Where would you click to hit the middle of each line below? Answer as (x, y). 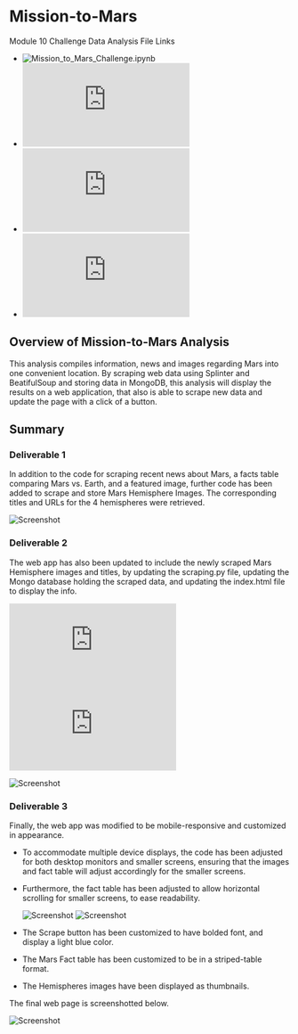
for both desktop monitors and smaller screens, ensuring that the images (156, 862)
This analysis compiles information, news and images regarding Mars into (144, 364)
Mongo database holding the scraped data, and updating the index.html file (147, 581)
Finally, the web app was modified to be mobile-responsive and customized (148, 825)
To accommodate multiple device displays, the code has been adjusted (152, 852)
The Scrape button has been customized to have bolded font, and (143, 932)
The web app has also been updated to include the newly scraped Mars (141, 562)
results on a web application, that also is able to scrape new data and (136, 392)
